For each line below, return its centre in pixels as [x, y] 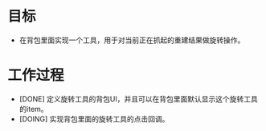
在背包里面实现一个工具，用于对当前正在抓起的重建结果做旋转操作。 [132, 40]
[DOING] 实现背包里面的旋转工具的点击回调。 [94, 119]
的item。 [34, 109]
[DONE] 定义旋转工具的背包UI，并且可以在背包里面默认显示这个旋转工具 [138, 99]
